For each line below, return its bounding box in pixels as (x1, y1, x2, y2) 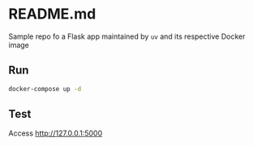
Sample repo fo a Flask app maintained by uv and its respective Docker (8, 31, 246, 41)
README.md (8, 5, 97, 23)
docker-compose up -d (8, 85, 82, 93)
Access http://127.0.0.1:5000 (8, 128, 103, 138)
